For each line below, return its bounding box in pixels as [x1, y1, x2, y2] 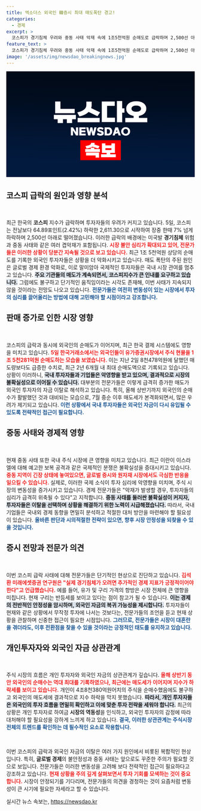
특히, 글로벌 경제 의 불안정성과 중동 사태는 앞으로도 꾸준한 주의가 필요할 [23, 755, 188, 763]
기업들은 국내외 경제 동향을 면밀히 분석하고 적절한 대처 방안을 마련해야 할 [6, 509, 175, 516]
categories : [6, 16, 36, 22]
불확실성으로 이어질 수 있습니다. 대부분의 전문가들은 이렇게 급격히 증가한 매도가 [6, 378, 190, 385]
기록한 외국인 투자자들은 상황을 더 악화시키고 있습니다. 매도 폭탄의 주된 [17, 256, 182, 264]
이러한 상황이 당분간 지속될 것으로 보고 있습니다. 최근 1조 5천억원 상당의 [17, 249, 182, 256]
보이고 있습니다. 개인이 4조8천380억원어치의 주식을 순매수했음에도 [22, 686, 178, 693]
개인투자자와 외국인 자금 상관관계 [6, 642, 121, 653]
